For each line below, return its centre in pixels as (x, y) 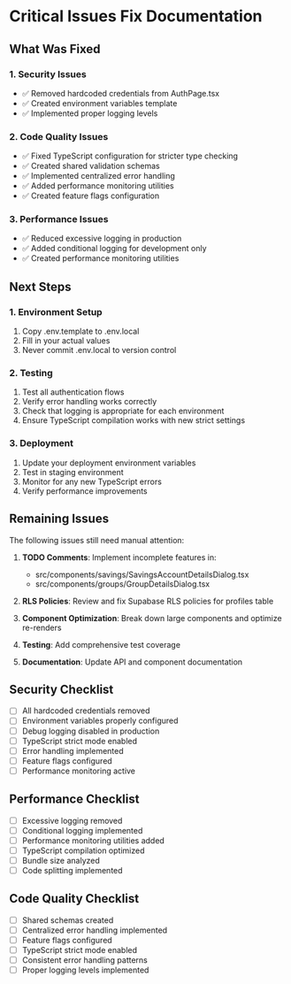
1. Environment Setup (56, 311)
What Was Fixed (55, 49)
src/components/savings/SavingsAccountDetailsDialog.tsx (142, 574)
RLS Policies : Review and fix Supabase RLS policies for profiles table (148, 601)
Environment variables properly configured (100, 721)
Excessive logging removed (72, 820)
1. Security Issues (48, 74)
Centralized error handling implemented (95, 930)
